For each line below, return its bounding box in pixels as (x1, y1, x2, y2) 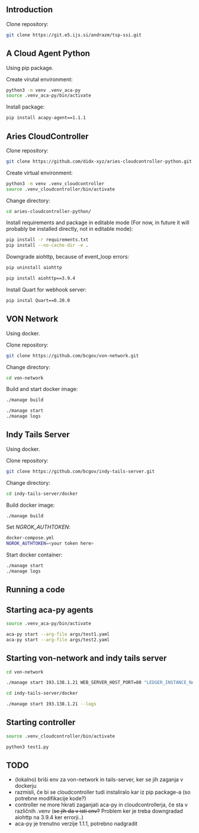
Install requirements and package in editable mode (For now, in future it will (6, 219, 190, 226)
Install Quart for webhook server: (6, 286, 87, 293)
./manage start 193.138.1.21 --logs (6, 701, 97, 707)
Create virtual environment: (6, 169, 73, 176)
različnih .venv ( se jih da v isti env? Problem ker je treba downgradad (14, 807, 184, 815)
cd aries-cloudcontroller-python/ (6, 208, 92, 214)
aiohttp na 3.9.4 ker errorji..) (14, 814, 84, 821)
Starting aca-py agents (6, 605, 94, 615)
